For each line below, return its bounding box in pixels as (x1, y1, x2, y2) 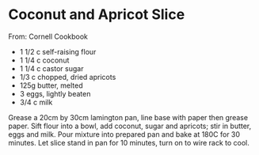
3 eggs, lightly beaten (19, 89, 91, 98)
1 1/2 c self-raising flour (19, 47, 97, 56)
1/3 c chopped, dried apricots (19, 72, 116, 81)
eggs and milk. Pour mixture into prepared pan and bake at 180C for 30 (8, 129, 240, 139)
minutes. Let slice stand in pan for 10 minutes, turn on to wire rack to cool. (8, 138, 249, 147)
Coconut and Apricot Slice (8, 6, 185, 24)
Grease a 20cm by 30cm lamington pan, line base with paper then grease (8, 112, 248, 122)
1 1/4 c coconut (19, 55, 70, 65)
